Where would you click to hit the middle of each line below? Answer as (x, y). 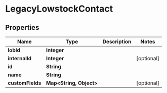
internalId (20, 58)
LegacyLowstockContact (59, 9)
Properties (22, 28)
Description (117, 42)
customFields (25, 83)
